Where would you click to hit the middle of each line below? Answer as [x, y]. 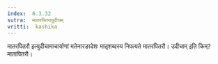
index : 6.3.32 [29, 14]
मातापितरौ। [20, 54]
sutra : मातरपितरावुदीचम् [36, 20]
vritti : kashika [32, 26]
